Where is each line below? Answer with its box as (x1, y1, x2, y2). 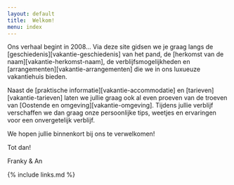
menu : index (7, 23, 42, 30)
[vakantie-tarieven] (7, 94, 63, 102)
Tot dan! (7, 143, 32, 152)
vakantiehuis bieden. (7, 72, 68, 81)
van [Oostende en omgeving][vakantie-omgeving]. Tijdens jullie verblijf (7, 101, 214, 110)
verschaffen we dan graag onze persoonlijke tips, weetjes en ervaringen (7, 108, 216, 117)
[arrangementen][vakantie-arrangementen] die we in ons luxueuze (7, 65, 201, 74)
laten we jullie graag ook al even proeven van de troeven (64, 94, 228, 102)
